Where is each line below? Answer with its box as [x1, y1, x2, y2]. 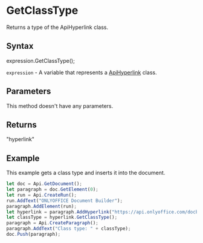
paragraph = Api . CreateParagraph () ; [6, 220, 98, 226]
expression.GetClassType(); [6, 57, 76, 64]
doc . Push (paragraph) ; [6, 232, 61, 238]
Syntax [6, 41, 34, 51]
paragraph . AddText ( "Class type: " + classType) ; [6, 226, 131, 232]
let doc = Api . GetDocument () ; [6, 181, 83, 187]
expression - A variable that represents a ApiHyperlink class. [6, 69, 157, 76]
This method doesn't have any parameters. [6, 102, 114, 109]
